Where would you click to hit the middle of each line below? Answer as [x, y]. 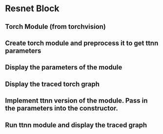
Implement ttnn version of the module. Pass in [76, 101]
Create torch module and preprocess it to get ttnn [82, 43]
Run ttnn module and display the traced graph [76, 125]
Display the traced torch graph [52, 84]
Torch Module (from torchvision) [56, 27]
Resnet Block [32, 9]
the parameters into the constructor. [62, 108]
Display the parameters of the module [64, 67]
